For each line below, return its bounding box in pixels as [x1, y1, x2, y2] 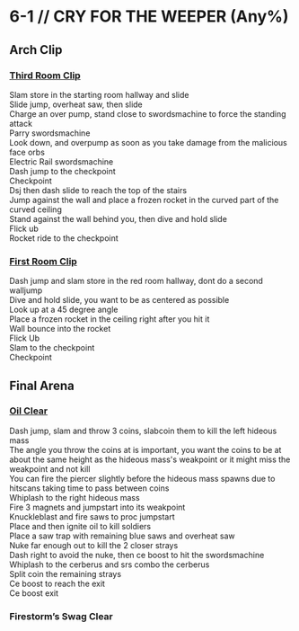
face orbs [9, 147, 45, 157]
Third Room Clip [9, 69, 81, 82]
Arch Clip [9, 42, 63, 58]
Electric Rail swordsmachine [9, 156, 114, 167]
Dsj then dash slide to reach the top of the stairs [9, 184, 187, 195]
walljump [9, 285, 43, 296]
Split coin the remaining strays [9, 568, 122, 579]
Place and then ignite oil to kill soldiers [9, 520, 151, 531]
